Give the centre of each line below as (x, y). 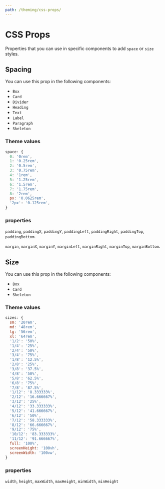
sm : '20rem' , (23, 323)
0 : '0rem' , (21, 156)
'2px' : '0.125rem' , (30, 203)
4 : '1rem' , (21, 175)
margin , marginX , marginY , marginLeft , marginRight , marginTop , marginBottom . (83, 246)
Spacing (18, 69)
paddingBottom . (20, 237)
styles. (12, 54)
